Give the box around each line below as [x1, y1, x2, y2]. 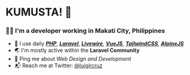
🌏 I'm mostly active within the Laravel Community [14, 47, 140, 54]
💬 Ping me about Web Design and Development [14, 55, 131, 62]
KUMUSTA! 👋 [5, 5, 72, 19]
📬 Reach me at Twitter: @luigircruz [14, 62, 103, 69]
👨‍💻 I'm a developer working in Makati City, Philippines [5, 27, 166, 35]
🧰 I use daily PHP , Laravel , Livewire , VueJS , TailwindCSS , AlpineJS [14, 40, 184, 47]
